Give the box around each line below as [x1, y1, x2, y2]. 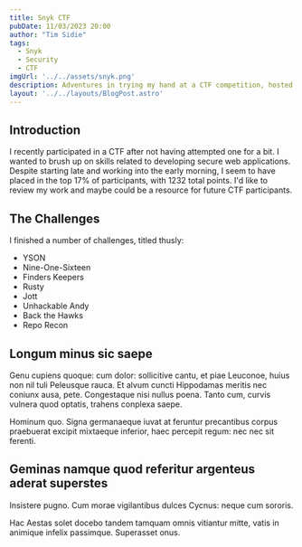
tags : [9, 38, 30, 48]
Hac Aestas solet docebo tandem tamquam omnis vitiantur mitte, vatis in [9, 517, 280, 528]
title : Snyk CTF [9, 13, 71, 23]
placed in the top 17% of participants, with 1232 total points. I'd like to [9, 175, 269, 186]
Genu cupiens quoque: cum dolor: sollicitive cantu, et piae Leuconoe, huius [9, 370, 290, 381]
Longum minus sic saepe [9, 345, 154, 362]
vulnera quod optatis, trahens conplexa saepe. [9, 399, 183, 410]
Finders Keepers [22, 272, 84, 283]
